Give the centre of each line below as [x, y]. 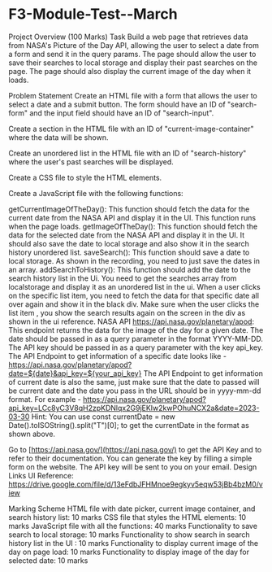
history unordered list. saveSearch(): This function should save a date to [129, 252]
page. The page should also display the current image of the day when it [130, 71]
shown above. [32, 434]
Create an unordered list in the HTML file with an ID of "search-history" [127, 153]
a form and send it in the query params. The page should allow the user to [132, 54]
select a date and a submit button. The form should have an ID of [117, 104]
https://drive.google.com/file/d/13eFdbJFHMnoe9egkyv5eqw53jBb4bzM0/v [136, 484]
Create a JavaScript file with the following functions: [96, 193]
